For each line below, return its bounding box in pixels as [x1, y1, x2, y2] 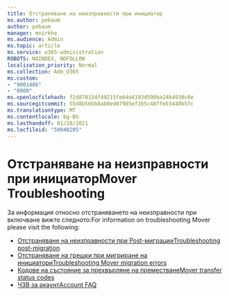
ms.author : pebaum [7, 17, 60, 24]
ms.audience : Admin [7, 36, 64, 43]
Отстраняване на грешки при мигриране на [17, 251, 148, 260]
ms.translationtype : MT [7, 107, 76, 114]
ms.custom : [7, 74, 39, 82]
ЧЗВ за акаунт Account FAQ [17, 281, 97, 289]
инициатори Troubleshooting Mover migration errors [17, 259, 167, 267]
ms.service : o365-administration [7, 49, 104, 56]
